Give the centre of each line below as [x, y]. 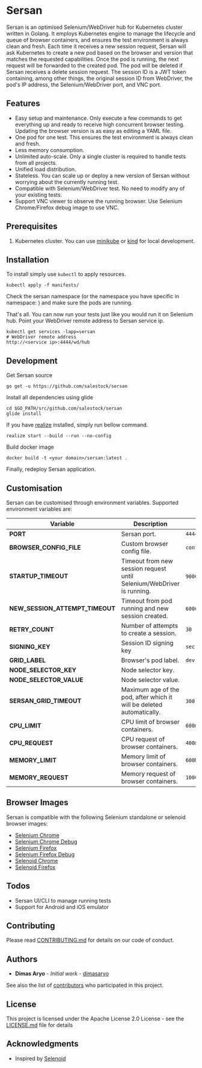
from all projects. [36, 162]
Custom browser [145, 544]
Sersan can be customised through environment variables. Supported [93, 502]
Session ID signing [147, 643]
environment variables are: [39, 509]
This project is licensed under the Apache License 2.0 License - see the [95, 1019]
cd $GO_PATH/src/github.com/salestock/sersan [64, 409]
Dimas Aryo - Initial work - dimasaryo [62, 974]
